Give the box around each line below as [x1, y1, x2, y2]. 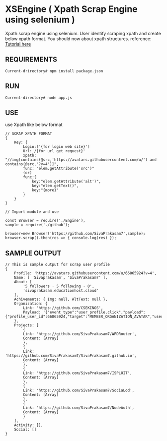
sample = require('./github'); [5, 222, 70, 228]
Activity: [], [14, 423, 43, 428]
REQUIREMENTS [5, 56, 57, 64]
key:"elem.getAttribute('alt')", [31, 179, 101, 184]
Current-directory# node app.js [5, 95, 72, 100]
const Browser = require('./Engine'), [5, 218, 85, 223]
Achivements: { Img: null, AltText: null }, [14, 297, 108, 302]
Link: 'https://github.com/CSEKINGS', [23, 306, 103, 311]
